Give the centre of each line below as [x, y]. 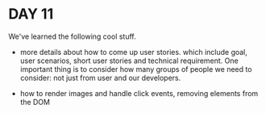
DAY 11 [31, 14]
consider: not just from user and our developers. [100, 77]
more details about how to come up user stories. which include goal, [134, 52]
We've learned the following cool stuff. [73, 36]
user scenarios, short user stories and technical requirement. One [129, 61]
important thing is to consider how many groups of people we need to [136, 69]
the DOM [35, 102]
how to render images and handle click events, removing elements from [139, 93]
